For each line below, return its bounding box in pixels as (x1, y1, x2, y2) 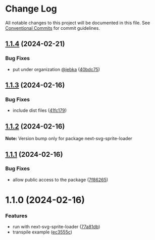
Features (5, 212, 28, 219)
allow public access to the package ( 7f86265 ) (12, 176, 109, 183)
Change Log (5, 3, 57, 15)
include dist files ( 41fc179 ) (12, 107, 67, 113)
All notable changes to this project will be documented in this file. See (5, 20, 150, 26)
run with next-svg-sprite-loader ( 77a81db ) (12, 224, 100, 230)
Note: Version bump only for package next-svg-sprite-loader (5, 136, 133, 142)
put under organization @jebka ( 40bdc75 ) (12, 66, 100, 72)
